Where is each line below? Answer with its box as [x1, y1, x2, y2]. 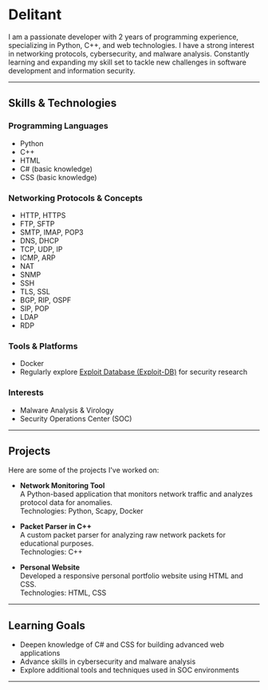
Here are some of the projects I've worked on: [8, 465, 160, 475]
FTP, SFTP [19, 219, 55, 228]
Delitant [8, 6, 62, 24]
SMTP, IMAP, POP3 [19, 227, 84, 237]
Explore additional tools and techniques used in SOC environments [19, 665, 239, 675]
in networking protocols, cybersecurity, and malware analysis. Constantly [8, 49, 250, 58]
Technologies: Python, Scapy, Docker [19, 507, 144, 516]
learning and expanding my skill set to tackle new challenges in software [8, 57, 247, 67]
